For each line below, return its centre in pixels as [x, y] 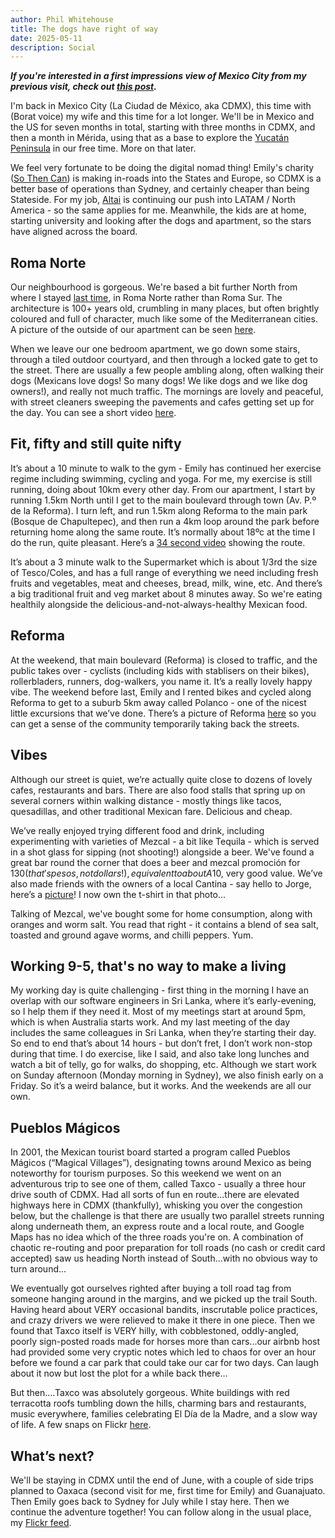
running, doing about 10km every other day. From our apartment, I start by [163, 489]
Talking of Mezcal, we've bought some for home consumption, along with [161, 913]
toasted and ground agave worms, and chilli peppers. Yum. [132, 935]
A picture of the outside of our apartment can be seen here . [133, 330]
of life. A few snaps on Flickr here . [81, 1425]
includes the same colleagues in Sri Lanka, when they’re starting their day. [163, 1033]
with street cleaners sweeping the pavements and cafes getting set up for [162, 402]
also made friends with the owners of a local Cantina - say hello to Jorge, [161, 883]
